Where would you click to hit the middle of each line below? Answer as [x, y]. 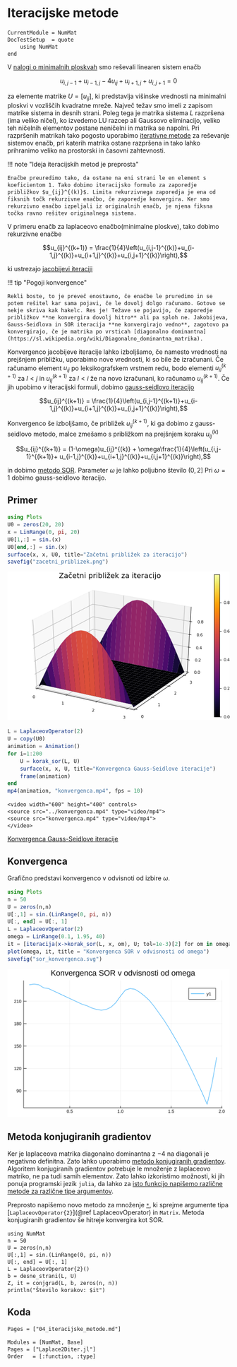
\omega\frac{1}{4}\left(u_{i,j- [180, 449]
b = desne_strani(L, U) [42, 1277]
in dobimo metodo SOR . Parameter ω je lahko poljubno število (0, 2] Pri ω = [116, 471]
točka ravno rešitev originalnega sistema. [72, 213]
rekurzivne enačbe [35, 234]
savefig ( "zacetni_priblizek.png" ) [58, 562]
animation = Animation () [44, 747]
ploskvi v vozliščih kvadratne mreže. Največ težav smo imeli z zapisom [110, 105]
